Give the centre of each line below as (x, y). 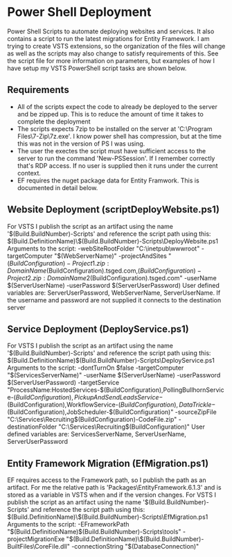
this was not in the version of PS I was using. (81, 144)
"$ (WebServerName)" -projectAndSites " (113, 256)
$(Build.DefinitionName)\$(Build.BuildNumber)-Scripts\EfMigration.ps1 (108, 517)
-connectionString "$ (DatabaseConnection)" (135, 547)
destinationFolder (32, 427)
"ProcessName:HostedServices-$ (55, 390)
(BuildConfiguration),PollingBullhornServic (164, 390)
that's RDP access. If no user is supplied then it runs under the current (117, 165)
